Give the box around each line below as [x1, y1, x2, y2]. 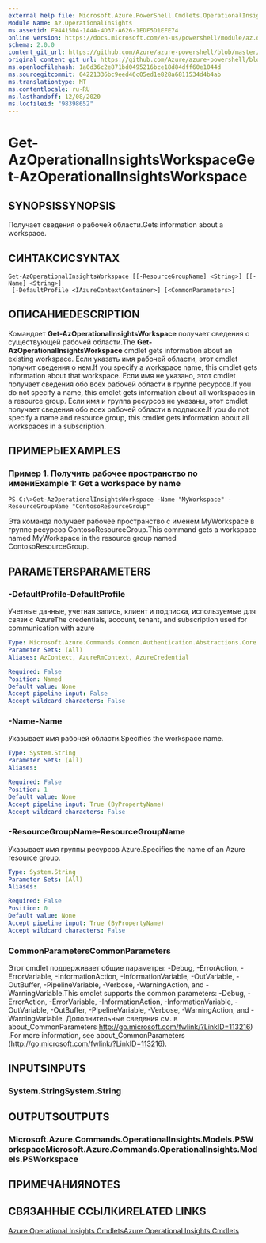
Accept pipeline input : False [8, 690, 108, 698]
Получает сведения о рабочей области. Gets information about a [8, 220, 224, 230]
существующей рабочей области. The [8, 337, 136, 347]
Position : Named [8, 675, 62, 683]
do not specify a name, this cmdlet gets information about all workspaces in [8, 387, 256, 397]
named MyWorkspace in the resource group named [8, 534, 177, 543]
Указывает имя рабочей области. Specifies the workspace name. [8, 734, 224, 743]
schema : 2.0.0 [8, 41, 55, 49]
